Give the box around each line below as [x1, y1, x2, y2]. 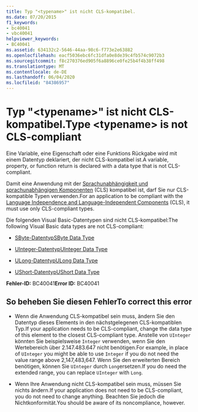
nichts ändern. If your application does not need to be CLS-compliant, [14, 387, 183, 394]
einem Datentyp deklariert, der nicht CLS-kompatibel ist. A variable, [6, 156, 169, 163]
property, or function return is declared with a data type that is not [6, 162, 167, 169]
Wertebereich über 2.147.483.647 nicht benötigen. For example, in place [14, 344, 189, 351]
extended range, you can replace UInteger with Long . [14, 369, 143, 376]
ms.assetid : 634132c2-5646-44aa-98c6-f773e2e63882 [6, 47, 133, 53]
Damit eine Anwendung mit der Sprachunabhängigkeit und [6, 180, 148, 187]
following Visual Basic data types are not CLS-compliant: [6, 222, 144, 230]
